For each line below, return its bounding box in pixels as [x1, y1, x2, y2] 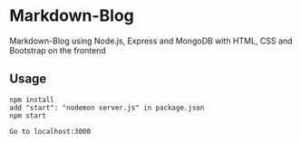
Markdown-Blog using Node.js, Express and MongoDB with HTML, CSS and [9, 35, 293, 46]
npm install [9, 95, 54, 104]
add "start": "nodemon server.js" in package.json [9, 103, 205, 112]
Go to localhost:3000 [9, 127, 92, 136]
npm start [9, 110, 47, 120]
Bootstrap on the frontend [9, 44, 106, 55]
